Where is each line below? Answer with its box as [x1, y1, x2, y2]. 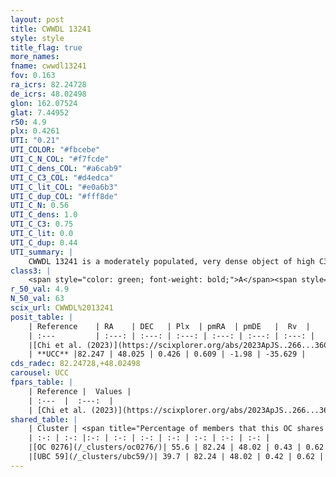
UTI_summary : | [10, 247, 74, 257]
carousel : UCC [10, 368, 70, 378]
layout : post [10, 14, 65, 25]
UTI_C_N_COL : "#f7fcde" [10, 154, 110, 164]
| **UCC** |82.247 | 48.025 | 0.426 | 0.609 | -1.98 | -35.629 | [28, 349, 307, 360]
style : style [10, 33, 65, 43]
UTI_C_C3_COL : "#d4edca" [10, 172, 114, 183]
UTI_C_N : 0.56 [10, 201, 70, 211]
